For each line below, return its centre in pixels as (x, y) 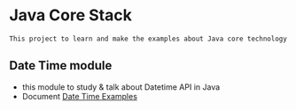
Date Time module (61, 66)
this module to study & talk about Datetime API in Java (121, 87)
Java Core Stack (71, 15)
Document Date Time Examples (79, 96)
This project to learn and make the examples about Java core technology (148, 39)
